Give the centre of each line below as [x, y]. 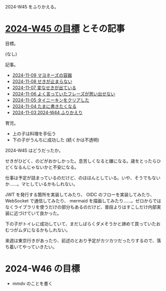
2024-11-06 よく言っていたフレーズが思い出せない [64, 94]
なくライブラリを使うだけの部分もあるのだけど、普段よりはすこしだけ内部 [81, 207]
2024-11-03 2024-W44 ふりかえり [48, 112]
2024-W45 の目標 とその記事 [65, 29]
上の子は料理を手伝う [34, 133]
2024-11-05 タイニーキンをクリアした [51, 100]
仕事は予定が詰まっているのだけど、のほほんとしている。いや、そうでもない [83, 178]
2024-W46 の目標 [43, 269]
